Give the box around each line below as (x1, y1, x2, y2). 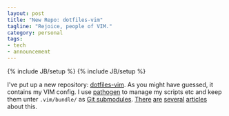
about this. (7, 102, 38, 111)
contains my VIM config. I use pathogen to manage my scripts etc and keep (7, 87, 222, 96)
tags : (7, 36, 23, 43)
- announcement (7, 49, 51, 56)
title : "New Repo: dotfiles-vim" (7, 16, 103, 23)
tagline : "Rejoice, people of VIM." (7, 23, 112, 30)
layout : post (7, 10, 45, 17)
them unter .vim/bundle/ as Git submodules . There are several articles (7, 95, 208, 103)
